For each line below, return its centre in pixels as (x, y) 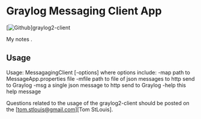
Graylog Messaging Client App (84, 11)
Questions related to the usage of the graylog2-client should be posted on (98, 103)
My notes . (19, 39)
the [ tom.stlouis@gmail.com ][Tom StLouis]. (60, 109)
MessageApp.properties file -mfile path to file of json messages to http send (100, 78)
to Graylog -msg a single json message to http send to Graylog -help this (96, 85)
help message (24, 91)
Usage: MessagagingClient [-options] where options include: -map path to (98, 72)
